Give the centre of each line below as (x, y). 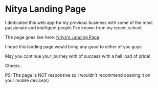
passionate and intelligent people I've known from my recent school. (74, 27)
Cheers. (13, 66)
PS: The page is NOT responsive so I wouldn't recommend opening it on (78, 75)
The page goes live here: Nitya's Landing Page (52, 37)
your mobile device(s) (27, 80)
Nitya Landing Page (46, 9)
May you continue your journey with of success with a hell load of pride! (78, 56)
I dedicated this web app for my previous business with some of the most (79, 22)
